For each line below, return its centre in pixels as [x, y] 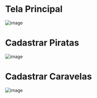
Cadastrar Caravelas [48, 76]
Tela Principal [34, 9]
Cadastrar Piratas [42, 43]
